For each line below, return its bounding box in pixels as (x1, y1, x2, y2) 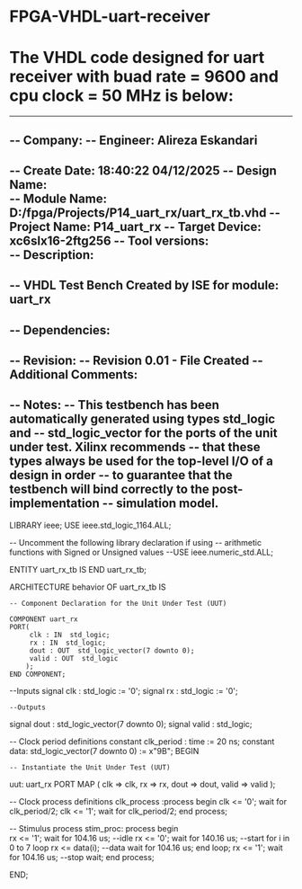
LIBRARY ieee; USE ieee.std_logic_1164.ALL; (9, 520, 172, 530)
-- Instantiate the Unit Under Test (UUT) (9, 762, 171, 772)
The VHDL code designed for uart (9, 48, 265, 68)
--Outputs (9, 703, 47, 712)
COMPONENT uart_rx (9, 614, 78, 624)
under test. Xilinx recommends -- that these (9, 440, 261, 455)
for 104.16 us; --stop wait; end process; (9, 851, 155, 862)
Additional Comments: (9, 367, 138, 383)
